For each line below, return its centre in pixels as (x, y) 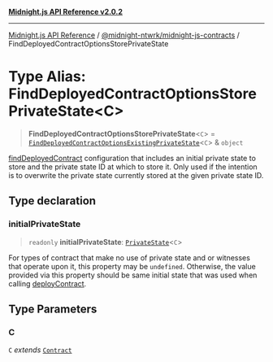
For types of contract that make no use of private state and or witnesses (129, 257)
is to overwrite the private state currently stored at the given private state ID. (136, 175)
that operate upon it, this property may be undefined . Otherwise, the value (132, 266)
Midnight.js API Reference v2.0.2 (66, 12)
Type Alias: (48, 77)
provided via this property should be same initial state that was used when (133, 275)
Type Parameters (53, 310)
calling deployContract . (48, 283)
